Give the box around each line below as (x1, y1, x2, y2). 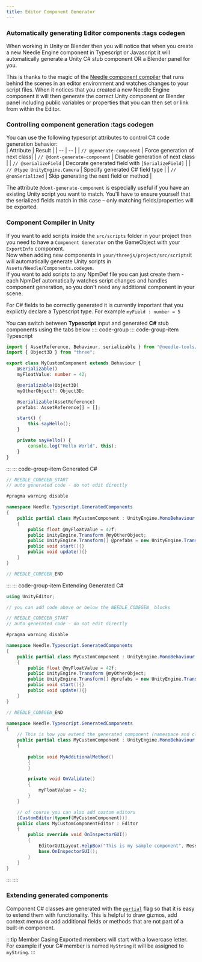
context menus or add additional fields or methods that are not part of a (6, 917, 184, 925)
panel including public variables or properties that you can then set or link (6, 99, 189, 106)
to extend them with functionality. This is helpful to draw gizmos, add (6, 911, 177, 919)
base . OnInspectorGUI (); (38, 848, 98, 854)
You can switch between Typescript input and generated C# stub (6, 319, 170, 326)
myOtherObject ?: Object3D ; (17, 388, 85, 394)
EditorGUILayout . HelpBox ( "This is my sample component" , (38, 843, 185, 849)
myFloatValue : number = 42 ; (17, 372, 87, 378)
